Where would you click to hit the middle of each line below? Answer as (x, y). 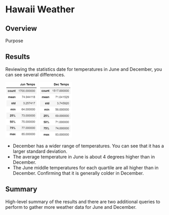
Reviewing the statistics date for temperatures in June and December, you (84, 69)
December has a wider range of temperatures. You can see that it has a (88, 146)
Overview (21, 28)
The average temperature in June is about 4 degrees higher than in (84, 157)
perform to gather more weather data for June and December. (71, 207)
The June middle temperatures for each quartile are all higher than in (86, 167)
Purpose (14, 41)
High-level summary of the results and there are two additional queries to (83, 202)
